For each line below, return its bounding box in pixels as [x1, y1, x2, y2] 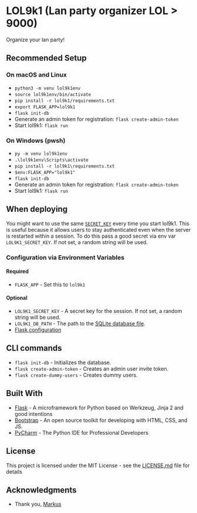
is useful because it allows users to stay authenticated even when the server [6, 226, 191, 233]
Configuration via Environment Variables [6, 253, 125, 261]
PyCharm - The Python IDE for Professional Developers [14, 429, 148, 436]
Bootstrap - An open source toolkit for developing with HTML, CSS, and [14, 417, 188, 424]
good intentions [14, 410, 53, 417]
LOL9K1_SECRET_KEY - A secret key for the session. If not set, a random [14, 308, 183, 315]
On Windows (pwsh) [6, 136, 66, 145]
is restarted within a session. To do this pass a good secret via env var [6, 232, 176, 239]
